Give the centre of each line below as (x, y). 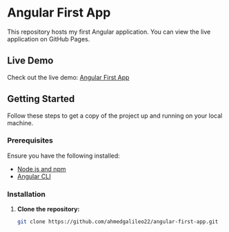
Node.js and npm (41, 169)
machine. (20, 123)
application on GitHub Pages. (49, 39)
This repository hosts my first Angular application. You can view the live (109, 32)
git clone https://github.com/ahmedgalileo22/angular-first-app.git (118, 222)
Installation (27, 194)
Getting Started (41, 99)
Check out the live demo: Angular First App (68, 77)
